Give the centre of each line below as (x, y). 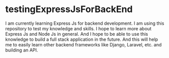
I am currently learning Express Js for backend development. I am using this (85, 23)
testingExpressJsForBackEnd (69, 9)
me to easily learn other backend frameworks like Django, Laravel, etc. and (83, 44)
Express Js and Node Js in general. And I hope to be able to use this (77, 34)
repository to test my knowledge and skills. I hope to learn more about (78, 28)
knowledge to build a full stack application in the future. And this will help (82, 39)
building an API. (22, 50)
